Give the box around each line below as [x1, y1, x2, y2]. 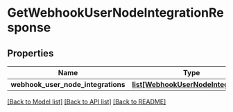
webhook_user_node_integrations [10, 80, 126, 89]
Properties [7, 47, 54, 59]
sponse [7, 19, 51, 35]
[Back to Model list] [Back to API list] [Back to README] [7, 97, 166, 106]
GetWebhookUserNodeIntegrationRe [7, 5, 224, 21]
